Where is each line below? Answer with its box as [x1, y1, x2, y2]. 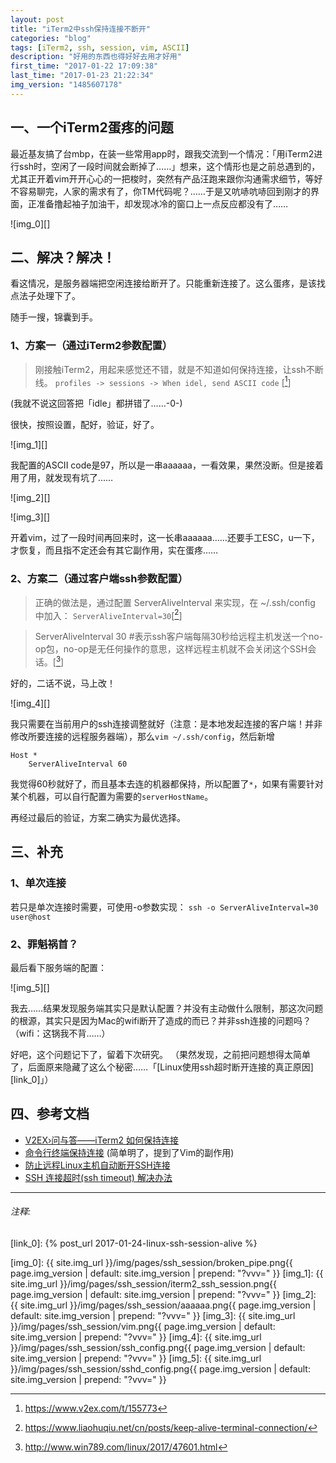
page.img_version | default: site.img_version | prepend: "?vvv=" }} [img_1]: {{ [10, 1267, 324, 1279]
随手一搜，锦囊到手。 [10, 311, 98, 323]
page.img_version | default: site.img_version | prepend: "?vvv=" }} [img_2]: [10, 1288, 317, 1300]
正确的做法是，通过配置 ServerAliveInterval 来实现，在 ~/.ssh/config [34, 596, 316, 608]
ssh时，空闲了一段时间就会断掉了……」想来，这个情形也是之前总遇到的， [18, 160, 321, 172]
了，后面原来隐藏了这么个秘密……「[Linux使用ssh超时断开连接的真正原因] [10, 1061, 314, 1073]
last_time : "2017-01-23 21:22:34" [10, 71, 155, 81]
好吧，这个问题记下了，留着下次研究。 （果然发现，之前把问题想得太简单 [10, 1048, 311, 1060]
